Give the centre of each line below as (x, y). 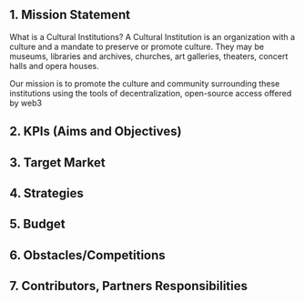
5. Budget (37, 224)
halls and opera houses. (55, 65)
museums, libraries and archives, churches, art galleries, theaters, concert (149, 56)
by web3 (26, 103)
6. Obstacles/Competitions (87, 255)
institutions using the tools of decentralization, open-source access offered (151, 93)
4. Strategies (46, 193)
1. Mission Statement (70, 15)
